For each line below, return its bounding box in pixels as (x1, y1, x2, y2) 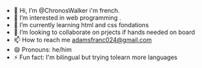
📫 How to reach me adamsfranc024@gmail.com (13, 36, 152, 44)
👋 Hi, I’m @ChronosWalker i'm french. (13, 7, 120, 14)
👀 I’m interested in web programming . (13, 14, 122, 22)
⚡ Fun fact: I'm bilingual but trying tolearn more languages (13, 53, 178, 61)
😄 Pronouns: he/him (13, 46, 72, 54)
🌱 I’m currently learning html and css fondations (13, 21, 149, 29)
